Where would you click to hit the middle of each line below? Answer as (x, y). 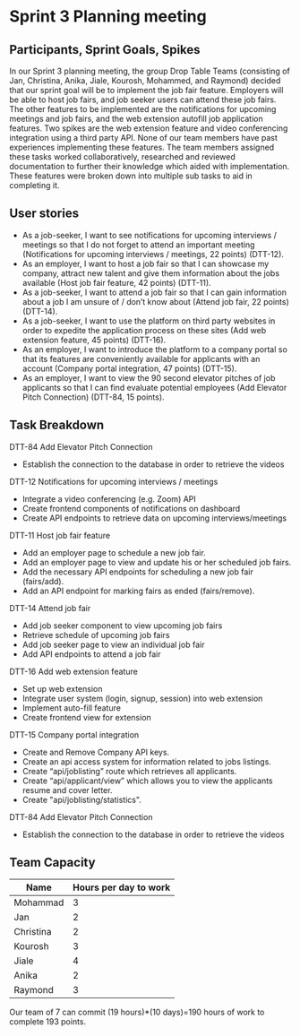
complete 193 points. (48, 1022)
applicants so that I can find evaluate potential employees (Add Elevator (154, 387)
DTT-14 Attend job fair (50, 608)
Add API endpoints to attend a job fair (91, 654)
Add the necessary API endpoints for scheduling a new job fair (137, 572)
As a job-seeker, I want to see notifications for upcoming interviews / (150, 235)
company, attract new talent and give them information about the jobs (151, 273)
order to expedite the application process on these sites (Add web (144, 330)
